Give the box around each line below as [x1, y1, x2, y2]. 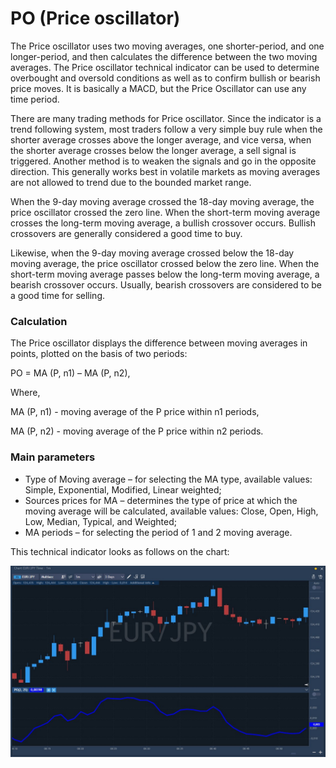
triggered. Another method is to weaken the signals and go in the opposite [10, 155, 317, 167]
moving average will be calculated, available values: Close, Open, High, [24, 505, 319, 517]
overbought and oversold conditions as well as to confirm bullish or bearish [10, 72, 321, 84]
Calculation [10, 314, 68, 328]
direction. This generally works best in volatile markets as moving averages [10, 165, 321, 177]
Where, [10, 387, 41, 399]
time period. [10, 93, 60, 105]
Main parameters [10, 450, 96, 464]
